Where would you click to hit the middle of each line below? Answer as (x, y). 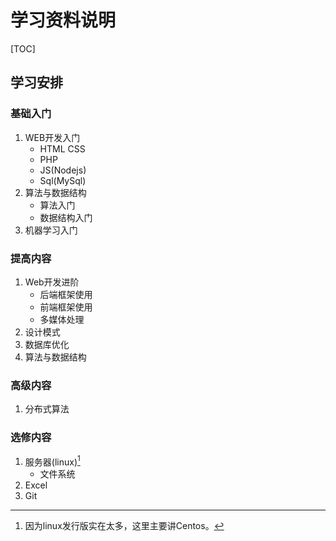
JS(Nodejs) (63, 170)
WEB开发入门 (52, 137)
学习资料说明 (63, 20)
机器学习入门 (51, 230)
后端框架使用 (66, 294)
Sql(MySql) (63, 180)
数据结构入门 (66, 217)
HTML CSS (62, 148)
